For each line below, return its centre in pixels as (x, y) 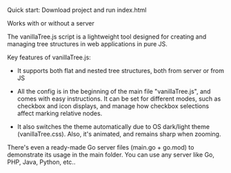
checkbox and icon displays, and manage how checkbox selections (113, 106)
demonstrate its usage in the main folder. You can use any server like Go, (111, 155)
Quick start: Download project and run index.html (77, 10)
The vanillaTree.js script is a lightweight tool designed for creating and (107, 37)
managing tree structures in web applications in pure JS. (87, 44)
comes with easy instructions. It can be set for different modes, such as (119, 99)
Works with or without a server (51, 23)
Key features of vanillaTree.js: (49, 57)
